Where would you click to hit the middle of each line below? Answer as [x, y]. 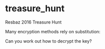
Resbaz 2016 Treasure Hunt [33, 22]
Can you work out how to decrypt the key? [49, 41]
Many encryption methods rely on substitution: [53, 31]
